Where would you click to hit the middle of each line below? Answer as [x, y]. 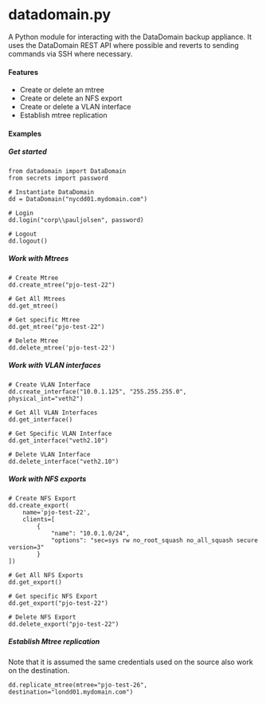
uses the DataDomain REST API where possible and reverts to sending [123, 45]
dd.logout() [28, 241]
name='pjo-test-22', [57, 512]
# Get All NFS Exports [46, 575]
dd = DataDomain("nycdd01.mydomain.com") [78, 199]
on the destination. [39, 670]
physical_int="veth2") [46, 398]
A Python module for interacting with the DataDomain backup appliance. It [130, 37]
